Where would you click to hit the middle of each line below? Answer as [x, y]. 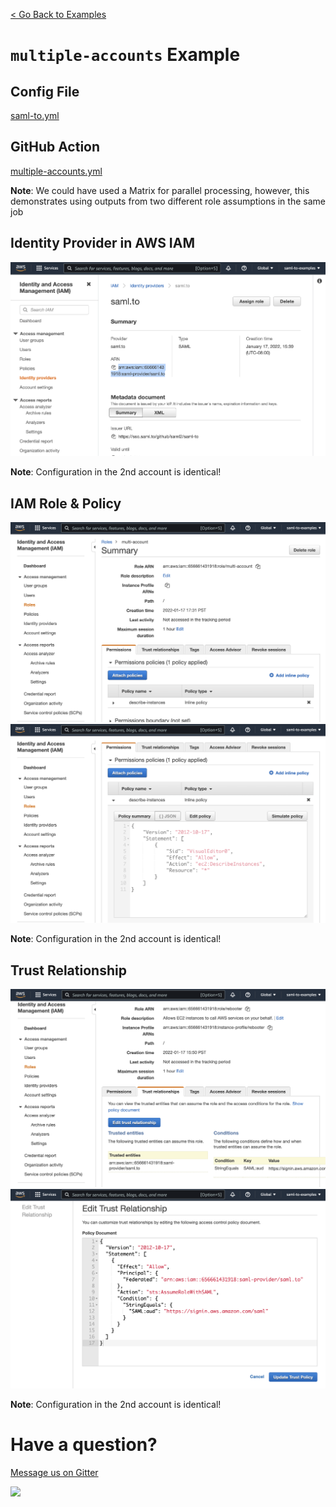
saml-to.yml [35, 115]
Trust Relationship [68, 970]
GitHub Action [55, 147]
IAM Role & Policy [66, 503]
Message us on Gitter [54, 1472]
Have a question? [84, 1445]
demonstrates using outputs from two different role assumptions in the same [168, 201]
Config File [45, 91]
